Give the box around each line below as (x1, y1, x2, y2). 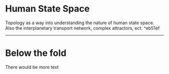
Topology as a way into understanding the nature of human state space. (5, 20, 154, 26)
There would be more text (5, 64, 59, 70)
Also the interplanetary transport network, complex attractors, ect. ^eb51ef (5, 25, 160, 31)
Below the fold (5, 47, 67, 59)
